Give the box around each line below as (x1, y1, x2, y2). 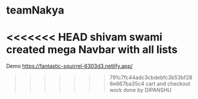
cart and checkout (145, 80, 190, 87)
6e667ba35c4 (109, 80, 144, 87)
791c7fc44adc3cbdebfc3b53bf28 (109, 74, 193, 81)
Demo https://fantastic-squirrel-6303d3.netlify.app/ (6, 62, 133, 70)
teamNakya (6, 4, 64, 17)
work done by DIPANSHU (109, 87, 172, 94)
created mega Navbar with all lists (6, 43, 178, 57)
